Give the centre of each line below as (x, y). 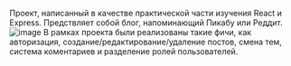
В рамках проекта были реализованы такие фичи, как (148, 32)
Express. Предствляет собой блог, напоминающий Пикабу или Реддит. (146, 23)
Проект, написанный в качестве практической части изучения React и (146, 13)
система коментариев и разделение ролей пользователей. (124, 52)
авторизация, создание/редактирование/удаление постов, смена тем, (146, 42)
